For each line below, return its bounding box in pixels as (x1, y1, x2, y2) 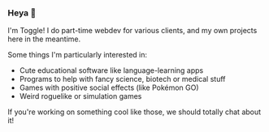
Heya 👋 (7, 7, 37, 19)
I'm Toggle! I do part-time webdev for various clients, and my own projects (7, 26, 258, 36)
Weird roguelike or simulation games (19, 92, 142, 101)
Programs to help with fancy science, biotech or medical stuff (19, 75, 226, 84)
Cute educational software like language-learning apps (19, 66, 204, 75)
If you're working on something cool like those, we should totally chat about (7, 107, 262, 117)
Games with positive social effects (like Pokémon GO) (19, 83, 200, 92)
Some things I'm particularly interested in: (7, 50, 148, 60)
